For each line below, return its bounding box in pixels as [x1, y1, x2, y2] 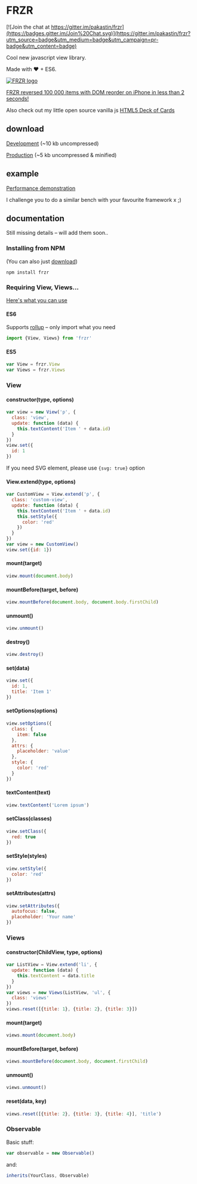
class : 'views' [11, 995, 50, 1001]
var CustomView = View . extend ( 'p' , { [6, 491, 100, 498]
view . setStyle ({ [6, 866, 47, 872]
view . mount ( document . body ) [6, 573, 73, 579]
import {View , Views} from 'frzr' [6, 335, 93, 341]
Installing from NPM [6, 244, 66, 253]
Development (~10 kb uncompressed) [6, 140, 99, 147]
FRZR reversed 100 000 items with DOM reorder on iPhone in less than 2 [6, 88, 185, 96]
